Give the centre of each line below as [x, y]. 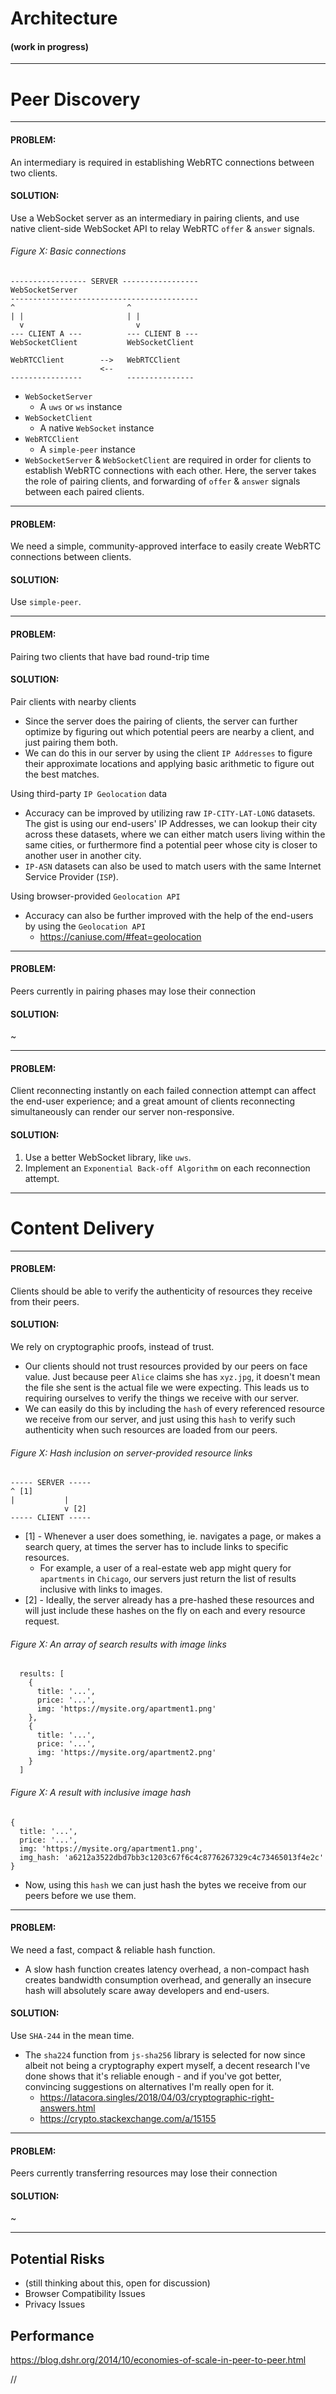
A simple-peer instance [87, 449]
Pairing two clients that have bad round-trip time [110, 656]
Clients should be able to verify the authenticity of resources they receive [161, 1291]
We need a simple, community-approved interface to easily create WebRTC [166, 546]
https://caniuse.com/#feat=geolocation [120, 936]
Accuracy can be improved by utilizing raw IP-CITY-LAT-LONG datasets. [170, 813]
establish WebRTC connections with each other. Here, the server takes [170, 470]
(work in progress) [50, 46]
